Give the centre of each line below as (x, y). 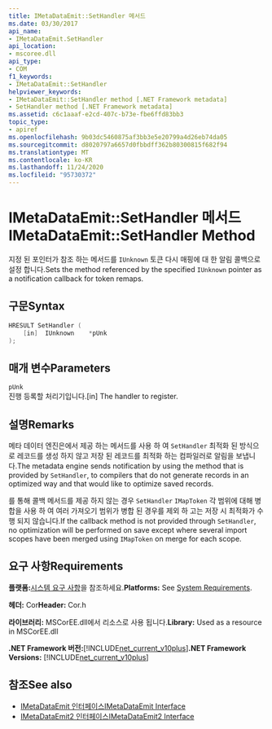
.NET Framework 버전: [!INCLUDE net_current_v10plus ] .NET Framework (127, 648)
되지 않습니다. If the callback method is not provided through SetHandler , (136, 521)
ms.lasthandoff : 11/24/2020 (56, 168)
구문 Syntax (37, 306)
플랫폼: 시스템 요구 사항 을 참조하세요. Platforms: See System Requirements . (130, 587)
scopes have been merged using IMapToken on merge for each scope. (125, 539)
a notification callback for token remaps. (76, 279)
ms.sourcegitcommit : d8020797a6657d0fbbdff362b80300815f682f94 (118, 145)
